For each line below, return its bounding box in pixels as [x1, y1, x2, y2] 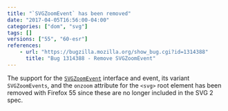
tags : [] [7, 29, 32, 37]
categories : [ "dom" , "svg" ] [7, 23, 88, 30]
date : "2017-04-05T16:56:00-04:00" [7, 17, 110, 23]
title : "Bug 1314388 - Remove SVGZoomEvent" [25, 55, 156, 62]
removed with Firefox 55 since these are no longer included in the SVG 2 [7, 88, 213, 97]
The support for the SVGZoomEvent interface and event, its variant [7, 74, 190, 82]
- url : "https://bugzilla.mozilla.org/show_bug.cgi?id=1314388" [19, 49, 209, 56]
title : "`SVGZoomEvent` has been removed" [7, 10, 131, 17]
